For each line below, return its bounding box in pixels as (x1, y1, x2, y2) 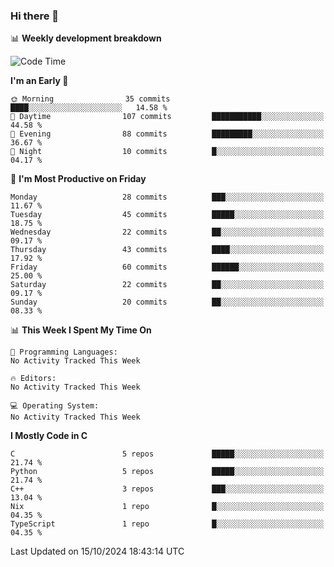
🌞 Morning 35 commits (10, 94, 171, 104)
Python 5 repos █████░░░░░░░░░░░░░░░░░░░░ (10, 467, 325, 477)
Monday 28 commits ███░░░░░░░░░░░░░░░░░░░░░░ (10, 192, 325, 203)
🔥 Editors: (10, 374, 57, 384)
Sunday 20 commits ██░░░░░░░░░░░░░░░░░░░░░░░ (10, 297, 325, 308)
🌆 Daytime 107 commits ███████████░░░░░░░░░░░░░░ (10, 112, 325, 122)
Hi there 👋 (10, 9, 60, 23)
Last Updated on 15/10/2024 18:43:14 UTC (10, 545, 185, 558)
